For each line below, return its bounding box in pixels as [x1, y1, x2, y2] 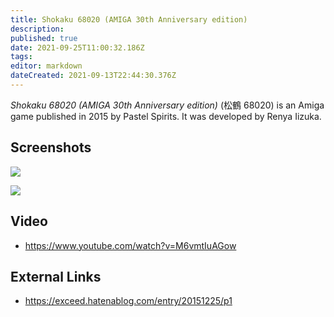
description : [10, 24, 65, 34]
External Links [10, 268, 102, 285]
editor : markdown [10, 61, 83, 71]
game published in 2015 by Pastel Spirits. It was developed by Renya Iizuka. [10, 110, 322, 122]
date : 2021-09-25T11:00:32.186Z [10, 42, 145, 53]
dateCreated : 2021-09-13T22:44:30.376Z [10, 71, 177, 81]
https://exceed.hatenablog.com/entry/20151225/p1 [24, 295, 233, 307]
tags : [10, 52, 33, 62]
